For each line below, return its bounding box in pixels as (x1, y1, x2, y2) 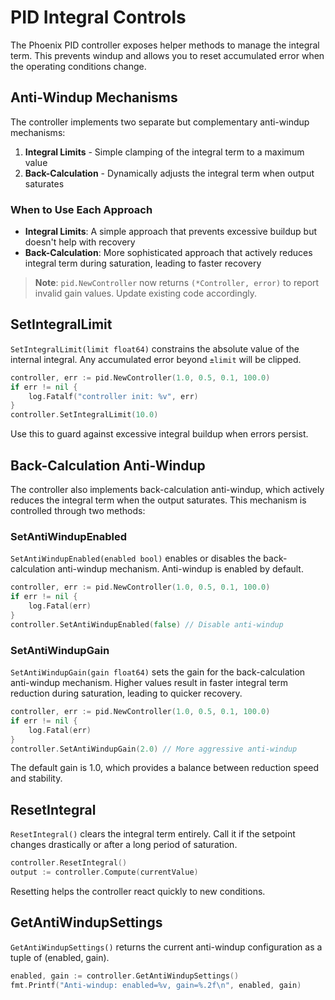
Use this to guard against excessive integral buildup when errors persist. (10, 428, 309, 440)
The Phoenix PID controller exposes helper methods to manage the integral (10, 39, 320, 51)
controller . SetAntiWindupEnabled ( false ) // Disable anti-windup (10, 619, 284, 630)
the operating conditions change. (10, 60, 147, 72)
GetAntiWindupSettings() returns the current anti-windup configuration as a (10, 941, 323, 953)
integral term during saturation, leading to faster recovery (24, 257, 262, 270)
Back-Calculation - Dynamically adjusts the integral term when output (24, 167, 315, 179)
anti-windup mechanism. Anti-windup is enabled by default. (57, 563, 304, 575)
